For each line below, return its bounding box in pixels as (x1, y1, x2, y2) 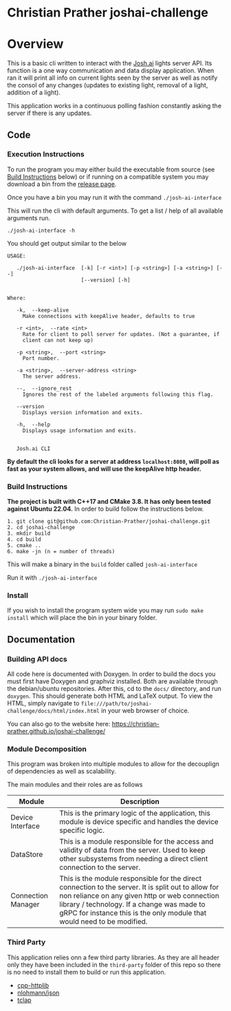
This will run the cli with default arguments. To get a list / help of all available (7, 206, 223, 215)
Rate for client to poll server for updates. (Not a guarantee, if (22, 330, 220, 338)
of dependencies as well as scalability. (7, 767, 117, 776)
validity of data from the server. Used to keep (59, 845, 206, 855)
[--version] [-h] (80, 277, 131, 284)
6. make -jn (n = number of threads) (7, 549, 115, 555)
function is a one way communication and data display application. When (7, 67, 214, 75)
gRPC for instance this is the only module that (59, 908, 207, 918)
